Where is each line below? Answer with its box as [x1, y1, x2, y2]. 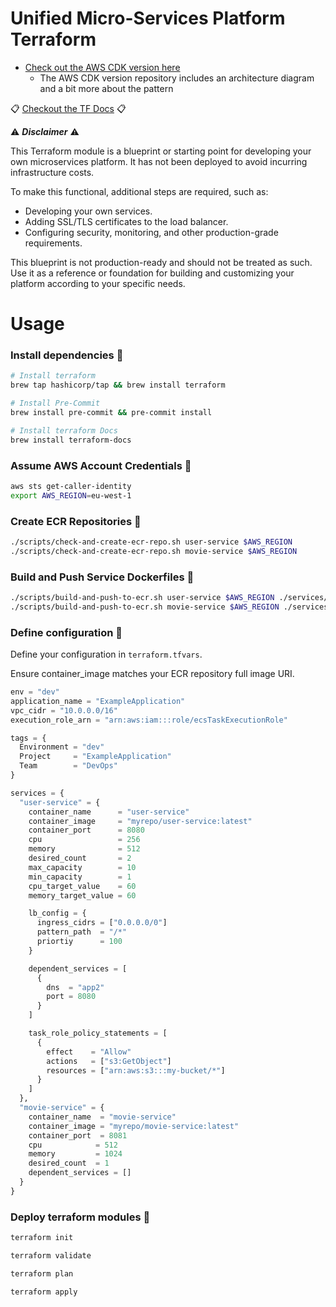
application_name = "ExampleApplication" [10, 696, 186, 706]
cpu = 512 [28, 1140, 118, 1150]
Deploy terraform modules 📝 [10, 1210, 151, 1224]
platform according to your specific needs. [10, 277, 186, 289]
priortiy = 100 [36, 937, 123, 947]
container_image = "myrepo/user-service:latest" [28, 816, 253, 826]
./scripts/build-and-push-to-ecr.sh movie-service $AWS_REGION [10, 602, 280, 612]
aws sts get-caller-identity [10, 481, 132, 491]
